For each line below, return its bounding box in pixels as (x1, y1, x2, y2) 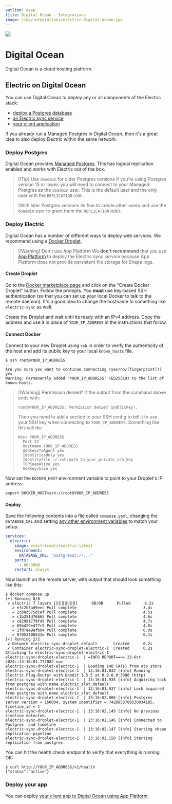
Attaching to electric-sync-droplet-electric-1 (5, 650, 109, 655)
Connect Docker (5, 331, 41, 337)
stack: (5, 100, 18, 106)
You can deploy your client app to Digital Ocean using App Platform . (5, 793, 149, 799)
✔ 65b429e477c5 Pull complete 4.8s (12, 623, 153, 629)
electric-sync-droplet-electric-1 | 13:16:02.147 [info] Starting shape (5, 727, 167, 732)
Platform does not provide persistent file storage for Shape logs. (17, 259, 154, 265)
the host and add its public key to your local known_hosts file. (5, 348, 133, 354)
